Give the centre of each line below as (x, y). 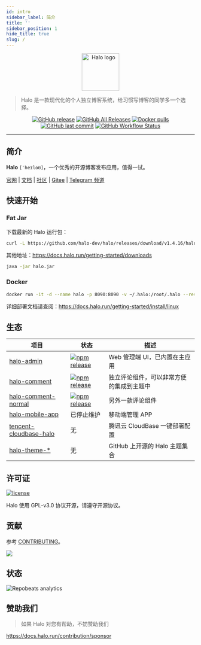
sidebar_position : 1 (32, 28)
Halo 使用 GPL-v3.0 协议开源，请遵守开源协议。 (65, 506)
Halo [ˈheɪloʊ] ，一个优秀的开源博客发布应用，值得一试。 (77, 167)
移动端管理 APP (130, 415)
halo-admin (26, 361)
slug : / (16, 39)
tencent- (22, 427)
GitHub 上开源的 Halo (138, 446)
